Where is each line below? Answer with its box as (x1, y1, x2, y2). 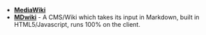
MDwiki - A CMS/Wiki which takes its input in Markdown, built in (13, 13, 200, 21)
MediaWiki (13, 6, 46, 14)
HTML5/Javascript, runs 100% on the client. (13, 21, 141, 28)
